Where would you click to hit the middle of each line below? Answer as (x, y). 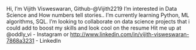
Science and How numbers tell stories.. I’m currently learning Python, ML (98, 15)
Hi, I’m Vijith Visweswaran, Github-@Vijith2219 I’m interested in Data (92, 9)
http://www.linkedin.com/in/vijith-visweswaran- (130, 34)
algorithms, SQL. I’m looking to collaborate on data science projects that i (98, 21)
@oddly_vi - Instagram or (37, 34)
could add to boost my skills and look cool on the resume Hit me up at (94, 28)
